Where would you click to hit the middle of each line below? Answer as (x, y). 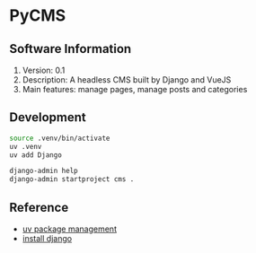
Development (48, 118)
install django (47, 238)
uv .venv (26, 146)
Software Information (71, 49)
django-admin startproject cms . (72, 179)
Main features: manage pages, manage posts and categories (135, 89)
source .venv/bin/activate (60, 138)
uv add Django (36, 155)
